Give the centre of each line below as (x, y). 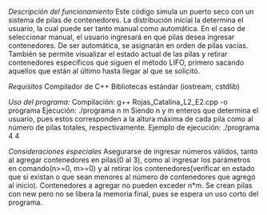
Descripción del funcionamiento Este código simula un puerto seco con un (131, 12)
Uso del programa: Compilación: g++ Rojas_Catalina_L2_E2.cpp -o (118, 102)
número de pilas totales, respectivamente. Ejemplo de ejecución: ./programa (134, 127)
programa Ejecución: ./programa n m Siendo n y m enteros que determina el (133, 110)
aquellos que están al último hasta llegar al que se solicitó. (104, 71)
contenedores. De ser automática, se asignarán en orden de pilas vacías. (128, 46)
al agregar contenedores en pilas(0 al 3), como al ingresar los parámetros (130, 160)
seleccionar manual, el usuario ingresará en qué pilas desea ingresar (122, 37)
